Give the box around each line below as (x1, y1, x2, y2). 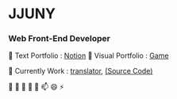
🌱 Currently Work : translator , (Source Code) (8, 67, 153, 76)
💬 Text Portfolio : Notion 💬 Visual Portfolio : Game (8, 51, 169, 60)
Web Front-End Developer (8, 33, 111, 44)
